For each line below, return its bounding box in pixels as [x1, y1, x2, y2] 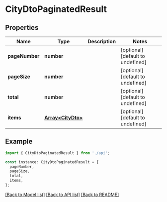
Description [87, 38, 116, 45]
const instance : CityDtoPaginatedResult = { [5, 159, 99, 165]
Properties [5, 23, 39, 32]
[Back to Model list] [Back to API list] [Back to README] [5, 192, 119, 198]
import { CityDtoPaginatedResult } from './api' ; [5, 150, 110, 155]
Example [5, 137, 33, 146]
